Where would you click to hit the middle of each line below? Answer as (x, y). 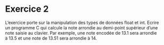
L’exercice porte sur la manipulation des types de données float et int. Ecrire (82, 22)
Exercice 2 (27, 9)
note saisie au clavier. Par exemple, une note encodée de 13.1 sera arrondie (81, 33)
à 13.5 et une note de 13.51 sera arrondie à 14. (51, 38)
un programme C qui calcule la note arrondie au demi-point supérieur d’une (82, 27)
